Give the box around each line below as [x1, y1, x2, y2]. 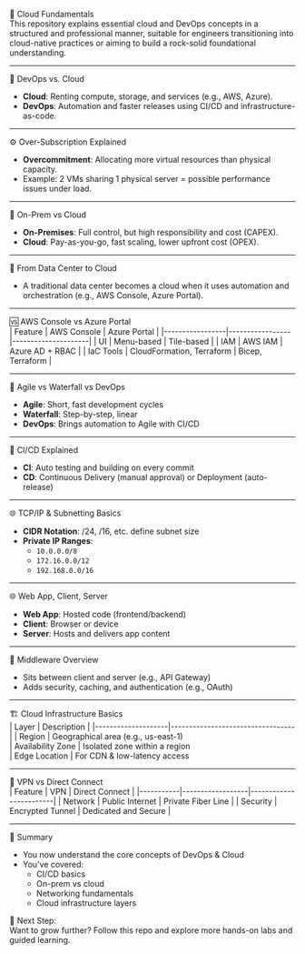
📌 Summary [9, 832, 54, 842]
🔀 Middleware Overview [9, 655, 99, 665]
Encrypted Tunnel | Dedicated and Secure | [9, 806, 171, 816]
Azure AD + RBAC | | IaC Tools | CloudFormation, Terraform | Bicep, [9, 346, 262, 356]
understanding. [9, 47, 66, 58]
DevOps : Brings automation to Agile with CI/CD [22, 418, 200, 429]
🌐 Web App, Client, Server [9, 591, 109, 601]
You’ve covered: [22, 859, 84, 869]
